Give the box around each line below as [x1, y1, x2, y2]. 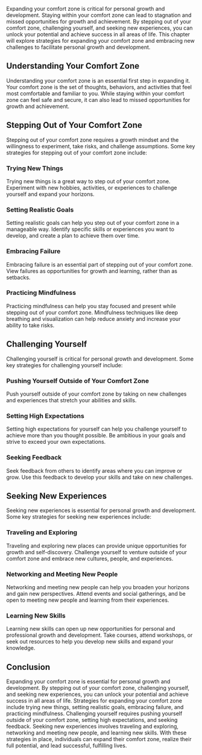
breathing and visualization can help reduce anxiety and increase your [6, 315, 181, 322]
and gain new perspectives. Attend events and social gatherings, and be [6, 590, 186, 597]
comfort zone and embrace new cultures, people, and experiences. [6, 555, 174, 562]
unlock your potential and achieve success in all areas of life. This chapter [6, 31, 191, 38]
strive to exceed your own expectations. [6, 438, 106, 446]
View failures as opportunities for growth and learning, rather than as [6, 267, 178, 274]
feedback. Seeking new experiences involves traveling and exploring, [6, 723, 179, 730]
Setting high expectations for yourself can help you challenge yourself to [6, 425, 187, 433]
